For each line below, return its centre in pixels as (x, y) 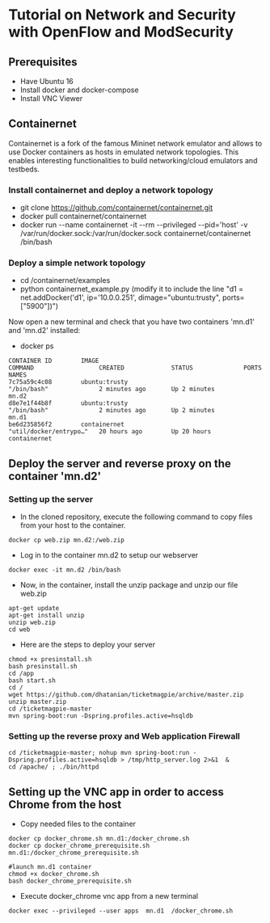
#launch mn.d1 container (50, 867)
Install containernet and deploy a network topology (111, 190)
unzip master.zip (38, 702)
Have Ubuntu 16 (47, 81)
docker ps (37, 346)
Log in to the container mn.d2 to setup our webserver (109, 555)
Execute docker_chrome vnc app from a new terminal (109, 896)
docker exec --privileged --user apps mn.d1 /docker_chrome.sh (120, 911)
